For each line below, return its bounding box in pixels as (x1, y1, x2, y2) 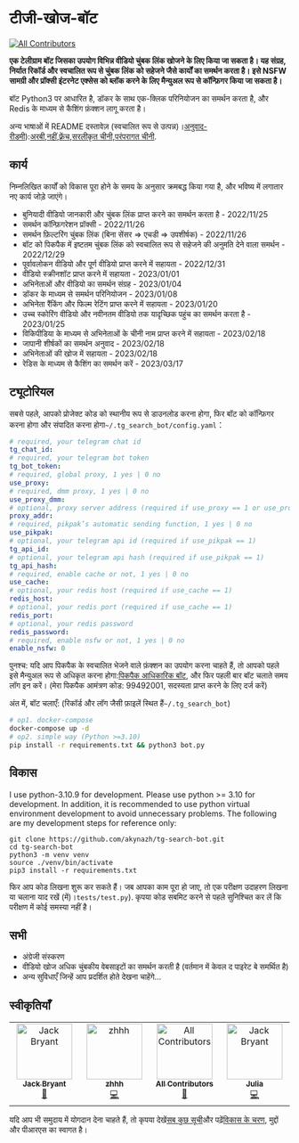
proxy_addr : (9, 511, 53, 520)
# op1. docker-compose (9, 716, 93, 725)
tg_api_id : (9, 544, 50, 553)
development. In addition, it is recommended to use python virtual (9, 798, 251, 809)
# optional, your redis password (9, 619, 133, 628)
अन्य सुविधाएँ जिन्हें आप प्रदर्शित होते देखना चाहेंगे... (21, 971, 162, 983)
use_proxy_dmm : (9, 494, 66, 504)
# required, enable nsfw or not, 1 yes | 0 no (9, 636, 185, 645)
